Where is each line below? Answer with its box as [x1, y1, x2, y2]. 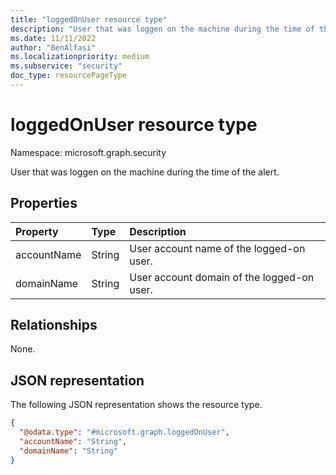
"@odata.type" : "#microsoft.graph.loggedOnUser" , [19, 427, 230, 438]
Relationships [10, 317, 98, 334]
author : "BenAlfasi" [10, 42, 97, 53]
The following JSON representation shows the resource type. [10, 399, 263, 411]
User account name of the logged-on [129, 241, 306, 255]
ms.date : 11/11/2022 [10, 33, 97, 43]
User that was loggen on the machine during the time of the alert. [10, 166, 280, 178]
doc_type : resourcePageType [10, 71, 128, 81]
